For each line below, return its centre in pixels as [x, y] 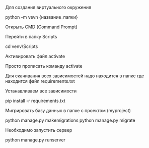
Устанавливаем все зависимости [41, 91]
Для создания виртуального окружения [48, 7]
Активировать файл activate [35, 56]
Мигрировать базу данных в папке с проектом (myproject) [68, 110]
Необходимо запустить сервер [39, 130]
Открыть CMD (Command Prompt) [42, 27]
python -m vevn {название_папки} [42, 17]
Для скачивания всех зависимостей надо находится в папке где [75, 76]
